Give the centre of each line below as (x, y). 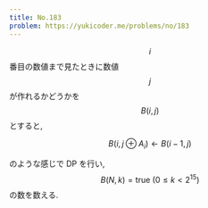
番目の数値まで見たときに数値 (64, 66)
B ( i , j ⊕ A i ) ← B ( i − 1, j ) (150, 144)
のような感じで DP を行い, (57, 164)
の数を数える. (34, 195)
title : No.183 (36, 17)
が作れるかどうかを (45, 96)
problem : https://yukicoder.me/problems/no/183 (100, 26)
